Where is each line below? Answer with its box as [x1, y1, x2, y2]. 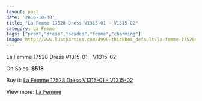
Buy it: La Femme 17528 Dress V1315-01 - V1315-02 [6, 76, 133, 84]
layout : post [6, 8, 39, 15]
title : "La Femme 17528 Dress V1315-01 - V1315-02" [6, 20, 138, 26]
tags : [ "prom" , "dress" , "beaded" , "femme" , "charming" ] [6, 31, 141, 37]
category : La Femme [6, 25, 55, 32]
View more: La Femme [6, 88, 62, 95]
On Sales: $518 [6, 65, 44, 72]
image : [6, 37, 23, 43]
